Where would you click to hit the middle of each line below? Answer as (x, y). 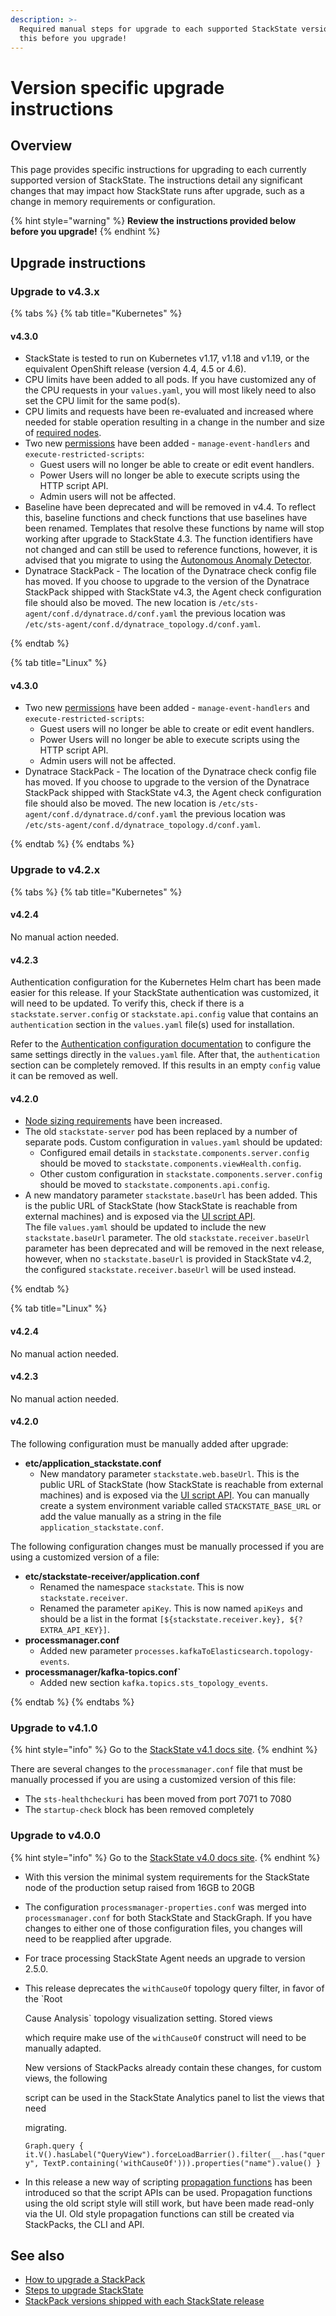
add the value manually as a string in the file (130, 1516)
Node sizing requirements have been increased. (123, 1121)
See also (37, 2255)
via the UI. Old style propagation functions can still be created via (159, 2213)
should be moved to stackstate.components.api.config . (155, 1185)
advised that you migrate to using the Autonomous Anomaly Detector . (168, 560)
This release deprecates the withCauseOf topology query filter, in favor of (174, 1988)
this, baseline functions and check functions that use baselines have (166, 518)
